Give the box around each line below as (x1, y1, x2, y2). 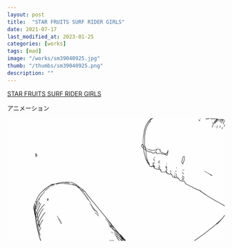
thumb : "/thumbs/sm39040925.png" (7, 62, 104, 69)
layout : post (7, 11, 45, 18)
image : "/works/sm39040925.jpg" (7, 55, 100, 62)
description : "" (7, 69, 54, 76)
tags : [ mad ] (7, 48, 41, 55)
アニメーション (7, 104, 50, 112)
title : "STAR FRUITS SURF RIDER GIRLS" (7, 18, 126, 26)
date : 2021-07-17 (7, 26, 57, 33)
